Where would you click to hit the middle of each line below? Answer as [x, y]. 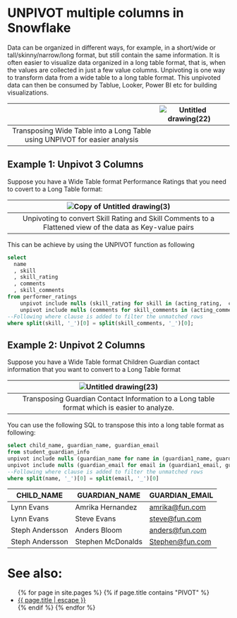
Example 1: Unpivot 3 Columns [75, 165]
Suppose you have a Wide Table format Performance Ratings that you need [117, 181]
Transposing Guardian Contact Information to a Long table [119, 399]
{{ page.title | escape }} [51, 600]
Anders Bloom [98, 531]
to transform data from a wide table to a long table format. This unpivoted [114, 77]
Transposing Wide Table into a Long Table [81, 131]
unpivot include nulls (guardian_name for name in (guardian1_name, [110, 459]
